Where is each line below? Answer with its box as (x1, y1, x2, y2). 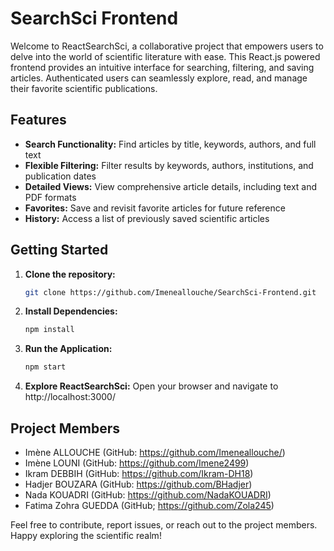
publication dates (24, 170, 97, 182)
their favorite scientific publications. (10, 82, 158, 94)
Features (10, 112, 67, 129)
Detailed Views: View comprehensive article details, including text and (24, 180, 318, 192)
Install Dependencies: (24, 305, 118, 317)
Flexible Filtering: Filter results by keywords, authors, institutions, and (24, 159, 314, 171)
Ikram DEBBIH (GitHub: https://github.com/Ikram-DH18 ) (24, 468, 254, 479)
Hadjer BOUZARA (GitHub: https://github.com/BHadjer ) (24, 478, 253, 490)
